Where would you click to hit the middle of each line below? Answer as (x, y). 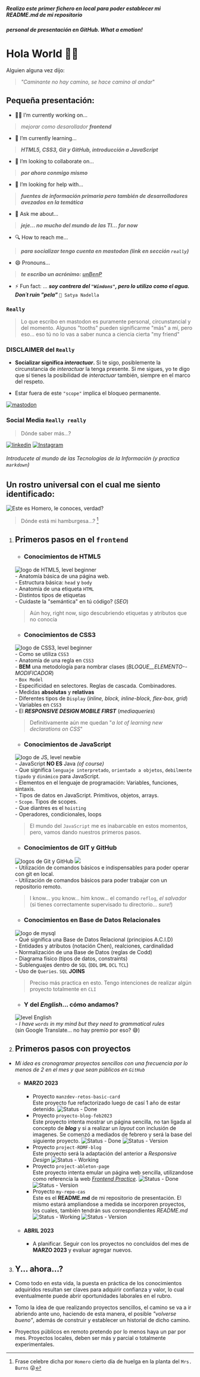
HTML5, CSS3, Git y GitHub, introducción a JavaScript (89, 150)
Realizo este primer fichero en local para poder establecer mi (84, 8)
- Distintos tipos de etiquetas (50, 595)
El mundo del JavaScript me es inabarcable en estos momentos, (109, 826)
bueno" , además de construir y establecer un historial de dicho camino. (102, 1320)
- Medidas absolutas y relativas (54, 692)
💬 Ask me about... (36, 213)
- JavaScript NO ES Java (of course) (59, 764)
